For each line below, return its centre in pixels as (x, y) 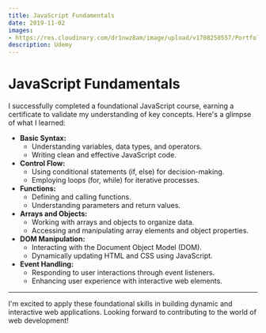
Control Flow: (42, 164)
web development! (38, 320)
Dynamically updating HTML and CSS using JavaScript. (122, 256)
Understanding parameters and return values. (106, 206)
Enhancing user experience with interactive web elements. (127, 281)
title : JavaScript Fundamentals (61, 15)
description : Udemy (40, 45)
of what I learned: (37, 123)
